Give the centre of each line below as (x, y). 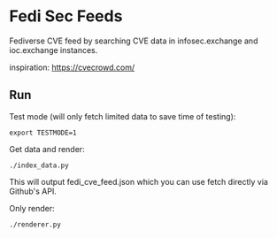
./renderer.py (35, 224)
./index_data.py (39, 165)
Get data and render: (47, 149)
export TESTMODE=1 (43, 133)
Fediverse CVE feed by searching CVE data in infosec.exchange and (134, 41)
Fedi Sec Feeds (66, 16)
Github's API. (33, 191)
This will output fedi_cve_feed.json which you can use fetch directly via (138, 181)
